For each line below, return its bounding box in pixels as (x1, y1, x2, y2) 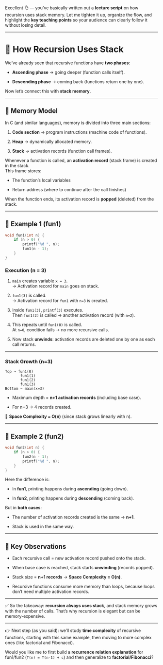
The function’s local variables (12, 177, 71, 183)
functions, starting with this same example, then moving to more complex (5, 635, 152, 641)
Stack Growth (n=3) (5, 358, 53, 365)
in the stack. (5, 162, 30, 168)
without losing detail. (5, 22, 47, 28)
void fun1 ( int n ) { (5, 233, 45, 238)
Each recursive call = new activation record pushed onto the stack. (12, 555, 146, 561)
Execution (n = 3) (5, 267, 47, 273)
